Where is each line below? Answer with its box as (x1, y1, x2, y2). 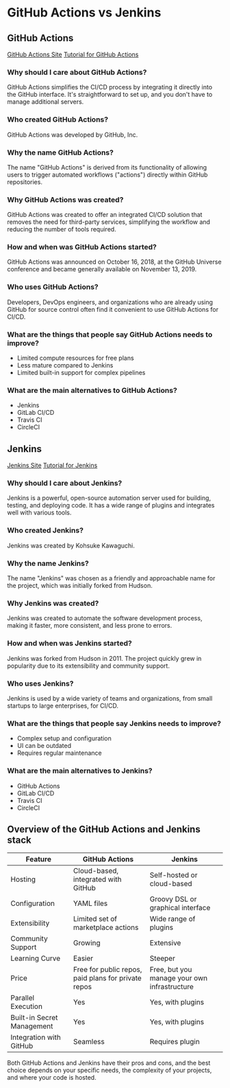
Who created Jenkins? (7, 525, 84, 535)
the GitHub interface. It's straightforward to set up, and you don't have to (7, 91, 213, 99)
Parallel (10, 993, 35, 1003)
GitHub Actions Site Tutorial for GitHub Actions (7, 50, 139, 58)
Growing (73, 938, 101, 948)
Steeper (149, 953, 176, 963)
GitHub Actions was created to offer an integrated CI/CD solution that (7, 211, 203, 219)
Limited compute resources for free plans (16, 354, 135, 362)
